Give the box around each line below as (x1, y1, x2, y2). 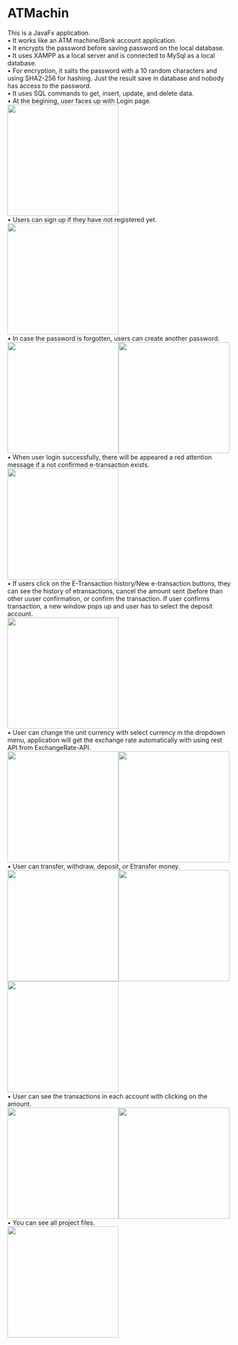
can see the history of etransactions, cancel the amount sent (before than (7, 586, 223, 595)
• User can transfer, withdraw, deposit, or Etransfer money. (7, 862, 180, 870)
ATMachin (7, 5, 70, 21)
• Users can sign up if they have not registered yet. (7, 215, 158, 223)
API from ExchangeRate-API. (7, 743, 91, 751)
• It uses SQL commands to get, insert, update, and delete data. (7, 89, 194, 97)
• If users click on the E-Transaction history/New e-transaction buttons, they (7, 579, 231, 588)
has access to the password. (7, 81, 92, 90)
